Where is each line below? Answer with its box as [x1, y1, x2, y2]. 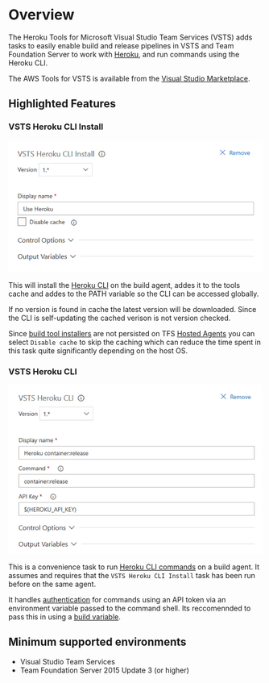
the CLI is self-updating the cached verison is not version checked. [8, 313, 231, 323]
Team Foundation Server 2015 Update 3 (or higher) [19, 665, 189, 675]
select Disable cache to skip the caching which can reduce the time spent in [8, 337, 262, 348]
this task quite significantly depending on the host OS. [8, 346, 188, 356]
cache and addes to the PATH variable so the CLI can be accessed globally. [8, 289, 259, 299]
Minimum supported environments [8, 635, 187, 649]
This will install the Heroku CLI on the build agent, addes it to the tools [8, 281, 240, 290]
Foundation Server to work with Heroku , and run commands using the [8, 49, 240, 59]
